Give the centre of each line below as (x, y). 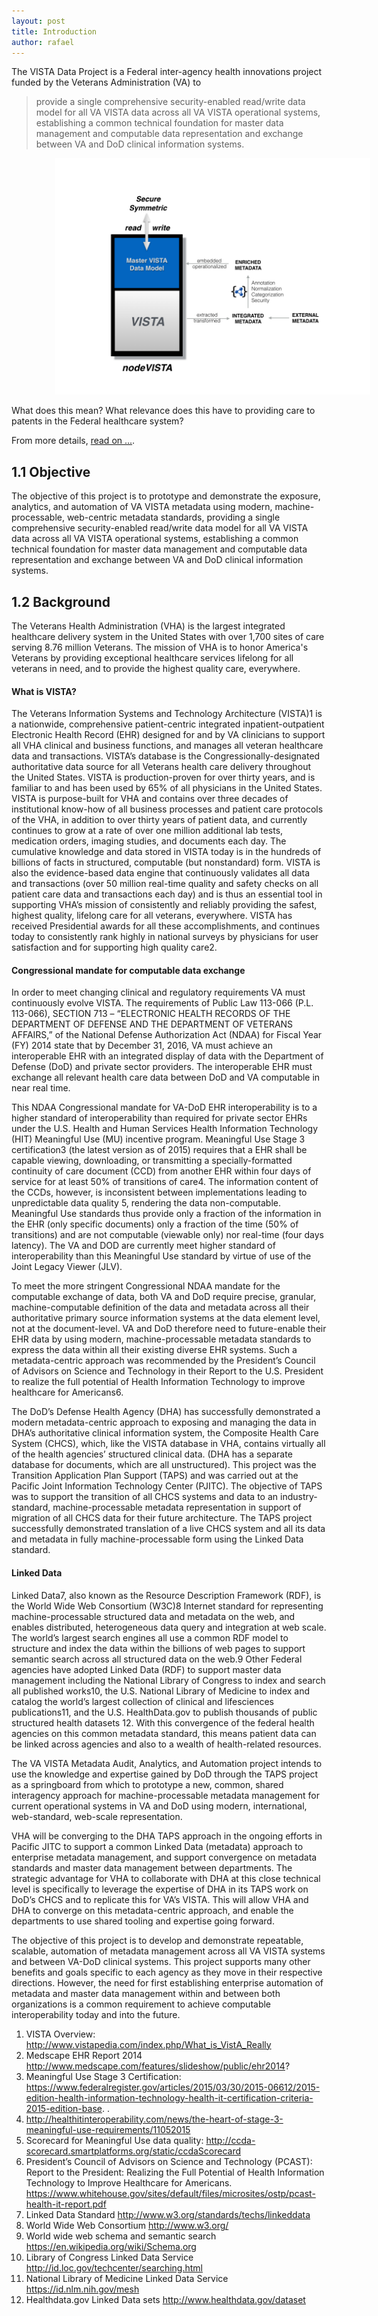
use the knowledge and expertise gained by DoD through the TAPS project (165, 1774)
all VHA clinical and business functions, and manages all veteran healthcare (167, 746)
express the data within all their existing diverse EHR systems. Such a (154, 1350)
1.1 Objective (51, 471)
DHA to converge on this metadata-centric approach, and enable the (152, 1910)
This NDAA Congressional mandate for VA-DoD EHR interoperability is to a (164, 1107)
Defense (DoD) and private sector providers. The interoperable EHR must (162, 1067)
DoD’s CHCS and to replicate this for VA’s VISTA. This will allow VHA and (160, 1899)
